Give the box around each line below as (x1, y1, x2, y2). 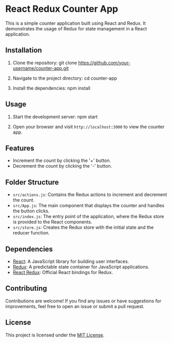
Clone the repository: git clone (12, 60, 77, 66)
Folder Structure (5, 178, 59, 187)
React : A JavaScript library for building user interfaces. (12, 258, 129, 264)
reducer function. (12, 230, 50, 236)
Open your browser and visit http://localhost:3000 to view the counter (12, 123, 165, 130)
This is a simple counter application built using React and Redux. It (5, 20, 146, 26)
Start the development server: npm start (12, 114, 98, 120)
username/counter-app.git (12, 65, 69, 71)
